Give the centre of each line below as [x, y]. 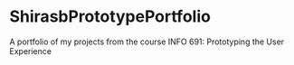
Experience [31, 51]
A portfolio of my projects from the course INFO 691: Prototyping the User [147, 42]
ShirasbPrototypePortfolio [110, 17]
